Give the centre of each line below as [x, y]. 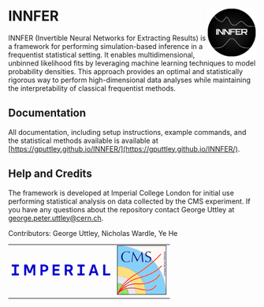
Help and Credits [50, 174]
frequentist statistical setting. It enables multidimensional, [102, 54]
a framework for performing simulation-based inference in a [106, 46]
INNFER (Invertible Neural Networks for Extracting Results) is [107, 38]
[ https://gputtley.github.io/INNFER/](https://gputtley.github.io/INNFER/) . [124, 148]
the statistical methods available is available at [84, 140]
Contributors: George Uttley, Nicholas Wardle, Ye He [93, 233]
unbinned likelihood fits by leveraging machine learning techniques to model [132, 63]
